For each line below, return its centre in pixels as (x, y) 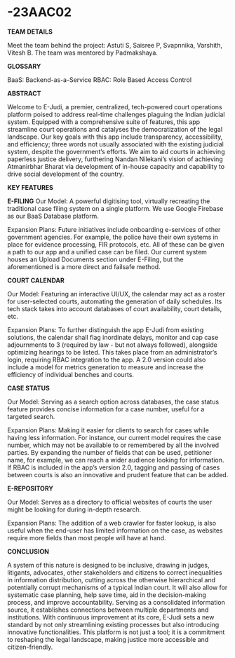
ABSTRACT (24, 93)
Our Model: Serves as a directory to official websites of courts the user (110, 502)
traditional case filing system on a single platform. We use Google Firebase (115, 208)
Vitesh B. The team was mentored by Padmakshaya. (82, 53)
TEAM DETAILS (30, 32)
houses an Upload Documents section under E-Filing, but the (95, 259)
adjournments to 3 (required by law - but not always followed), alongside (112, 345)
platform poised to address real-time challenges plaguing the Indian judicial (116, 114)
